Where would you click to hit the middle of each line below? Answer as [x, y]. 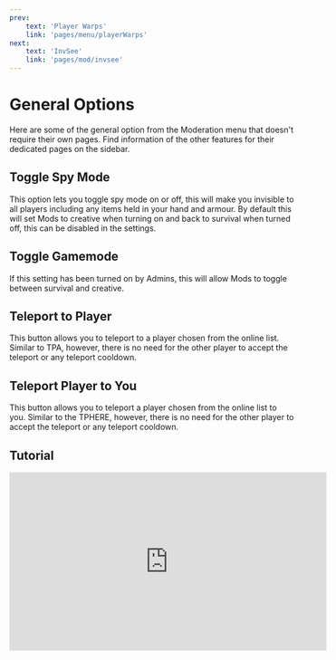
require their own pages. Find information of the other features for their [142, 139]
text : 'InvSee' [54, 52]
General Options [72, 105]
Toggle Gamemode [64, 257]
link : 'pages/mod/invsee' [75, 60]
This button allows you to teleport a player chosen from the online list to [144, 407]
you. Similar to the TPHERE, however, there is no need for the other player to [152, 417]
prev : [19, 18]
